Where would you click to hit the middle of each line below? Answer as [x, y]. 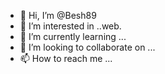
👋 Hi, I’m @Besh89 [58, 15]
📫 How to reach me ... [66, 58]
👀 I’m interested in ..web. [70, 26]
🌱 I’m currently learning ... [73, 36]
